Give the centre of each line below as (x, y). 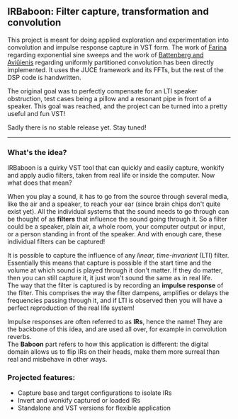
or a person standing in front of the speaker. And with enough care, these (114, 234)
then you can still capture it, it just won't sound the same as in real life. (110, 278)
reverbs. (19, 337)
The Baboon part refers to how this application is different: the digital (108, 344)
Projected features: (41, 378)
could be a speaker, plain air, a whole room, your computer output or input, (116, 226)
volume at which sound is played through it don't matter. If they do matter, (115, 270)
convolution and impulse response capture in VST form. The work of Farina (117, 47)
